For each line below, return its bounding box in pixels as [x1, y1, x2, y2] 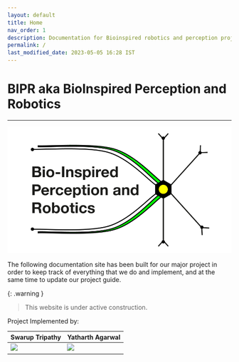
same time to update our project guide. [7, 276, 122, 284]
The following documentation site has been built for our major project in [7, 261, 218, 269]
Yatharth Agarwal [67, 333, 121, 341]
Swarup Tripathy [10, 333, 62, 341]
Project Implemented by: [7, 317, 80, 326]
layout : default [7, 11, 55, 19]
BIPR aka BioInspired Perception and [7, 81, 227, 97]
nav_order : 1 [7, 26, 46, 34]
